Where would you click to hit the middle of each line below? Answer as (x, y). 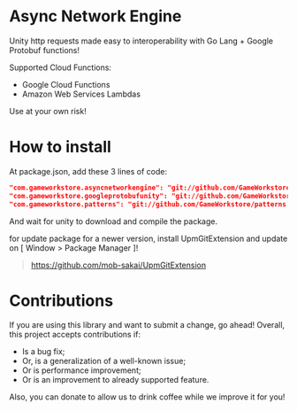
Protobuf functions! (44, 50)
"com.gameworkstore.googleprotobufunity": (88, 196)
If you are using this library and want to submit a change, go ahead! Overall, (147, 325)
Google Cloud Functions (66, 84)
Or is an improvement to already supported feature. (115, 380)
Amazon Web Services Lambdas (81, 94)
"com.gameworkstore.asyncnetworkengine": (87, 188)
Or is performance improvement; (81, 370)
